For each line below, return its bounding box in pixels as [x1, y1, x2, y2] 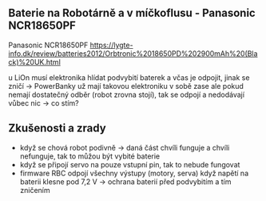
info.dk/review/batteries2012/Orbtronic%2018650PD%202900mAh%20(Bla [8, 48, 258, 58]
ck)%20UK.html [8, 57, 62, 66]
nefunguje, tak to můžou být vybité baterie [19, 151, 161, 161]
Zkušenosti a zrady [8, 122, 106, 135]
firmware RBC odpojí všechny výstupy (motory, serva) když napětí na [19, 168, 249, 178]
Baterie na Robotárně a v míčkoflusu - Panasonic [8, 6, 256, 20]
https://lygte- [89, 40, 133, 50]
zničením [19, 185, 50, 195]
